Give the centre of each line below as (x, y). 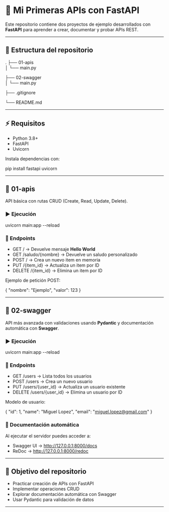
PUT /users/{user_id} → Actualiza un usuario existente (69, 387)
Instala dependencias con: (33, 159)
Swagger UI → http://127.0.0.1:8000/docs (55, 445)
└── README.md (24, 102)
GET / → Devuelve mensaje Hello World (54, 249)
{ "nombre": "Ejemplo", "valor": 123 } (43, 290)
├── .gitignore (21, 92)
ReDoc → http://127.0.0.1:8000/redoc (51, 451)
